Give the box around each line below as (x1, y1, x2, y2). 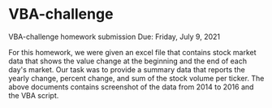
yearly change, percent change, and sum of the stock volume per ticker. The (8, 73, 265, 83)
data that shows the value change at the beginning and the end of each (8, 56, 248, 66)
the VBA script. (8, 90, 59, 100)
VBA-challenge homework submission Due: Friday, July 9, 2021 (8, 32, 221, 41)
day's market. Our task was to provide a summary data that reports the (8, 64, 245, 74)
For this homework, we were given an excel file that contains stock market (8, 47, 257, 57)
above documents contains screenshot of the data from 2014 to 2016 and (8, 82, 254, 92)
